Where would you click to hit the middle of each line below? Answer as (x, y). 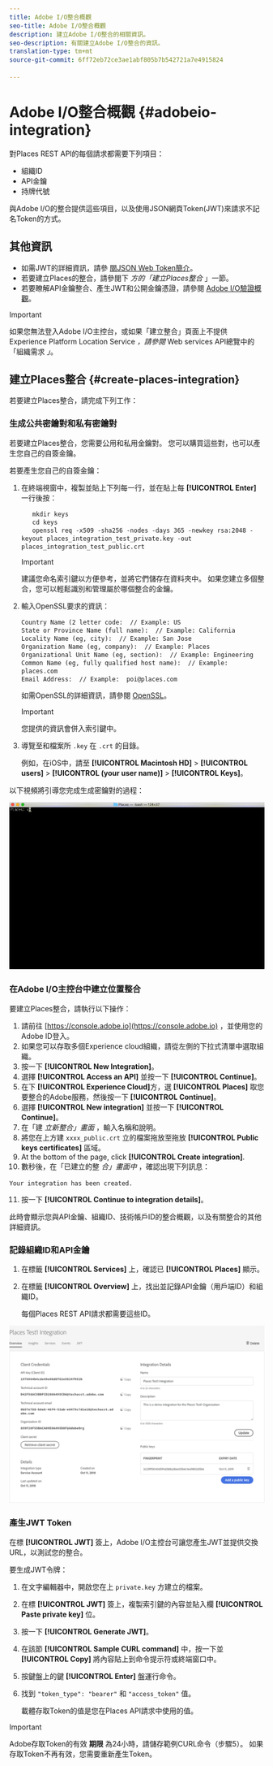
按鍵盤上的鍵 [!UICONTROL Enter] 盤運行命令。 (100, 1676)
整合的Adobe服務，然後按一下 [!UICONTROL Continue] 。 (124, 1097)
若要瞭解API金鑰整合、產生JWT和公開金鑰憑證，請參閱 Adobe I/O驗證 (137, 288)
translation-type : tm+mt (51, 52)
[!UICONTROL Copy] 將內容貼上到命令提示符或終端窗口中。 (121, 1659)
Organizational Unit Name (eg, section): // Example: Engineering (137, 655)
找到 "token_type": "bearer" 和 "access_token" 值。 (108, 1693)
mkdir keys (50, 514)
